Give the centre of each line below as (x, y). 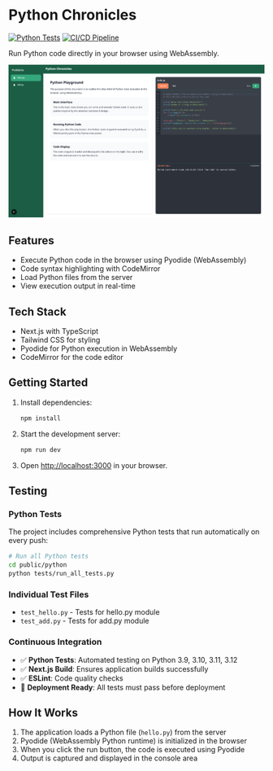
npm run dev (40, 449)
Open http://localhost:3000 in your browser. (94, 465)
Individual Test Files (49, 594)
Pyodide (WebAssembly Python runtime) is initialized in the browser (134, 741)
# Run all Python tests (49, 556)
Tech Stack (37, 311)
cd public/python (38, 565)
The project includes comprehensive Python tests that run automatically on (134, 532)
